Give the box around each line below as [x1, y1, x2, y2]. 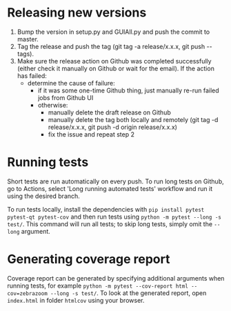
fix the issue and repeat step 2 [48, 130, 134, 139]
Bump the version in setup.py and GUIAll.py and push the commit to [17, 28, 210, 36]
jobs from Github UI [37, 93, 94, 101]
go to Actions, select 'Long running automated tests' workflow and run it [7, 184, 212, 192]
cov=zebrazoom [7, 290, 48, 297]
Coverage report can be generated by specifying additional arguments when [7, 274, 225, 282]
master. [17, 34, 39, 43]
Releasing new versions [7, 5, 147, 21]
